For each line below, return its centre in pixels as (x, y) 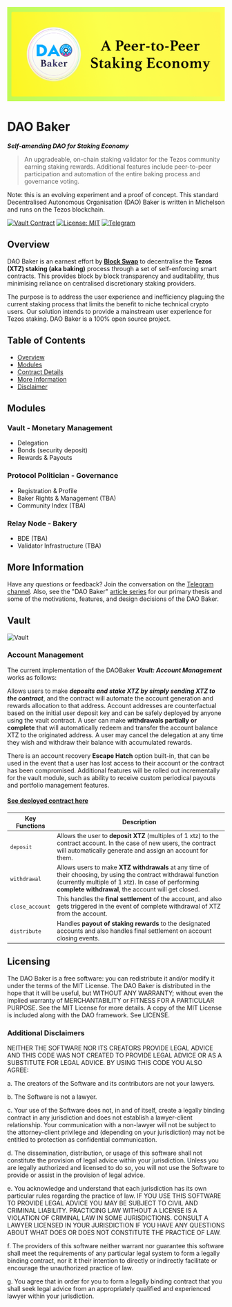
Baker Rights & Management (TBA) (67, 498)
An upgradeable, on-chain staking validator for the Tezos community (122, 159)
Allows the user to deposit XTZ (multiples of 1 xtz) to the (138, 835)
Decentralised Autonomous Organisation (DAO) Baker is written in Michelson (116, 202)
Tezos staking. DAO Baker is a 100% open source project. (89, 319)
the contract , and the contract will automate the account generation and (110, 698)
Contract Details (40, 372)
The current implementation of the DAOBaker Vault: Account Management (115, 670)
